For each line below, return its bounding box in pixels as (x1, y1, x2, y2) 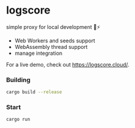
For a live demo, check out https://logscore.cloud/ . (6, 61, 130, 68)
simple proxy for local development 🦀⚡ (6, 23, 101, 30)
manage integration (14, 50, 63, 57)
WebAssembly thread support (14, 43, 88, 50)
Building (6, 76, 31, 84)
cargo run (6, 116, 31, 123)
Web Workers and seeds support (14, 37, 96, 44)
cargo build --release (6, 89, 62, 95)
